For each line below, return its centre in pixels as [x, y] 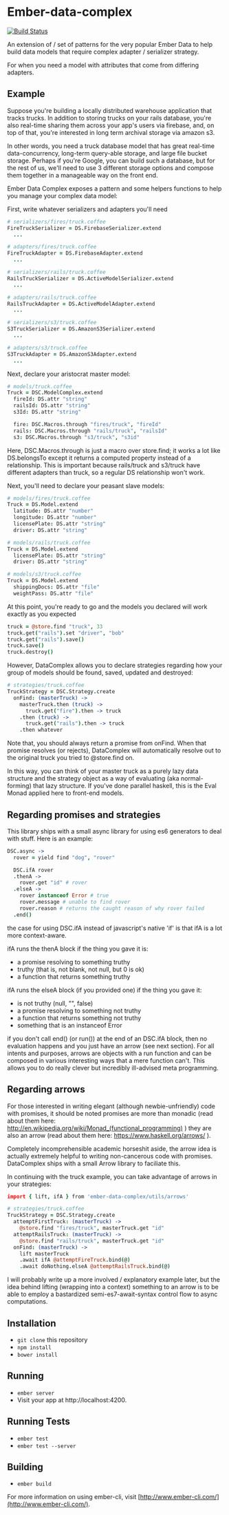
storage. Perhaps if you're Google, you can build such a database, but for [111, 160]
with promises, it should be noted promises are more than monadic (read [110, 1113]
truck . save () [26, 646]
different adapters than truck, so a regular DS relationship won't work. [106, 472]
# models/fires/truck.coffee [49, 498]
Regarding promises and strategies [84, 815]
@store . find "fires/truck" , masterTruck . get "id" [92, 1228]
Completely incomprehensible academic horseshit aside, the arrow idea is [112, 1148]
